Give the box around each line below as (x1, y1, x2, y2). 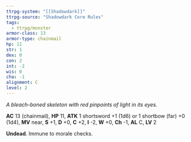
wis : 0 (6, 69, 22, 75)
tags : (6, 19, 19, 25)
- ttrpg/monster (11, 25, 51, 31)
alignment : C (6, 80, 38, 86)
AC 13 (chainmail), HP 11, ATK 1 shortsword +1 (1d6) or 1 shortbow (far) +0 (6, 112, 185, 119)
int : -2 (6, 63, 25, 69)
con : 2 (6, 58, 22, 63)
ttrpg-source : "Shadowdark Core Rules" (6, 14, 104, 20)
